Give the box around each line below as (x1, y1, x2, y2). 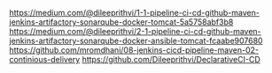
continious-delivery (9, 55, 81, 64)
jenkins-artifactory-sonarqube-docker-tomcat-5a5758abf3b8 (9, 17, 234, 27)
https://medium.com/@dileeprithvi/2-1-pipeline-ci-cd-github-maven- (9, 26, 261, 36)
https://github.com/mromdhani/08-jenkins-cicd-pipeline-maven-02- (9, 45, 260, 55)
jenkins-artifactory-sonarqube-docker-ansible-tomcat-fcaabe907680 (9, 35, 263, 46)
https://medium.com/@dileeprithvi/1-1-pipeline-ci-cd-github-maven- (9, 8, 260, 18)
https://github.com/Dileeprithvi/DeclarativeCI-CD (82, 55, 260, 64)
